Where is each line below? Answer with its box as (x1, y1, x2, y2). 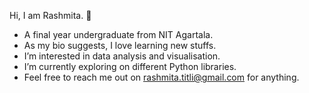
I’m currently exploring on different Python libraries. (23, 61, 237, 72)
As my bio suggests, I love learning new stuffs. (23, 40, 217, 51)
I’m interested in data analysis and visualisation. (23, 50, 221, 62)
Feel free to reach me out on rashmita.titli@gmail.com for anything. (23, 71, 300, 83)
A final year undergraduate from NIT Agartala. (23, 29, 214, 40)
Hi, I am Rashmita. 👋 (9, 10, 92, 21)
